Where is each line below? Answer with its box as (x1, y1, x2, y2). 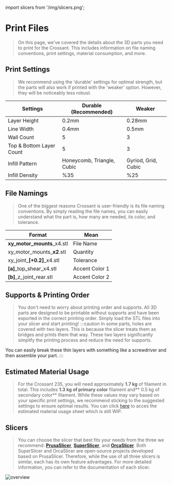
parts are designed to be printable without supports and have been (17, 310, 160, 316)
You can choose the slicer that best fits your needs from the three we (17, 437, 164, 443)
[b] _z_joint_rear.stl (8, 273, 53, 281)
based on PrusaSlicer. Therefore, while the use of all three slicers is (17, 453, 160, 459)
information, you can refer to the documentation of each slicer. (17, 464, 150, 470)
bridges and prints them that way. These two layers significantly (17, 331, 154, 338)
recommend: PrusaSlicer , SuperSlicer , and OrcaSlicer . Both (17, 442, 146, 449)
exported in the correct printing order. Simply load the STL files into (17, 315, 160, 322)
